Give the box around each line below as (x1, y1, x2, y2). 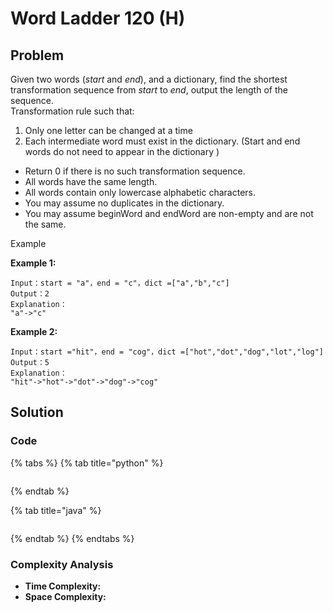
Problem (10, 47, 65, 64)
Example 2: (10, 326, 58, 337)
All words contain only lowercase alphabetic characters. (24, 187, 257, 198)
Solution (10, 404, 64, 421)
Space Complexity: (24, 590, 107, 602)
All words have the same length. (24, 176, 158, 187)
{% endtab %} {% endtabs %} (10, 532, 135, 544)
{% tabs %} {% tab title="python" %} (10, 457, 164, 469)
